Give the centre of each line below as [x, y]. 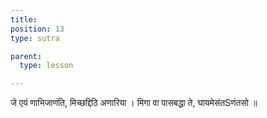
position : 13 [37, 29]
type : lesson [46, 66]
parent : [26, 56]
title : [24, 19]
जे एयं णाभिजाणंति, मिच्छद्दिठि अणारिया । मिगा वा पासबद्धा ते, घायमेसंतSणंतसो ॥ [134, 103]
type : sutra [35, 38]
